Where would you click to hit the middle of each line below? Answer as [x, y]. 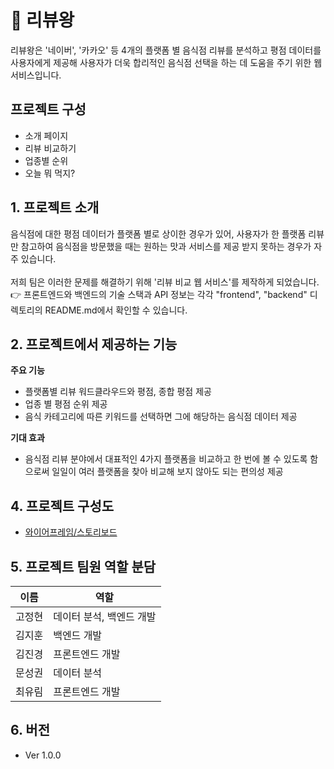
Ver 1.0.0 [43, 755]
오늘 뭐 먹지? [50, 173]
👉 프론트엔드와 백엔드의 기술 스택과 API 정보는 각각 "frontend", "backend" [159, 294]
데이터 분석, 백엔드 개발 [105, 616]
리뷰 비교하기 [50, 148]
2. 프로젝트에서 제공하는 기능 [94, 344]
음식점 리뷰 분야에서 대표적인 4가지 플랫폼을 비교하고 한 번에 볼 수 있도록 [166, 459]
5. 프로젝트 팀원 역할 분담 [83, 566]
